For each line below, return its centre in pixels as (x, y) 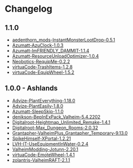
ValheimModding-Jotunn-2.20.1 (45, 149)
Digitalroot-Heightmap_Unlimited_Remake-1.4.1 (61, 122)
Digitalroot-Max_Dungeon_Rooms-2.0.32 (55, 127)
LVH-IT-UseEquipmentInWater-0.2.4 (50, 144)
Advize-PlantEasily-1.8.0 (38, 106)
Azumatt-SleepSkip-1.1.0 (38, 111)
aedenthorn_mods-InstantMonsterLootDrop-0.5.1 (63, 40)
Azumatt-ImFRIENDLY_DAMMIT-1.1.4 (51, 51)
